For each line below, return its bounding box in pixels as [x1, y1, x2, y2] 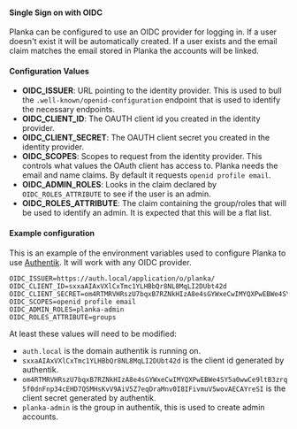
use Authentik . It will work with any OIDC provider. [9, 257, 192, 267]
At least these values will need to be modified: [9, 328, 177, 339]
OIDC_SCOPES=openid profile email [9, 297, 137, 306]
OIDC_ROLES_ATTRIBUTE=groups [9, 312, 117, 322]
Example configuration [9, 228, 95, 238]
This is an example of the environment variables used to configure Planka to [9, 248, 286, 258]
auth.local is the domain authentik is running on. [21, 345, 202, 356]
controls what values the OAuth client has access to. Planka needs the [21, 160, 278, 172]
